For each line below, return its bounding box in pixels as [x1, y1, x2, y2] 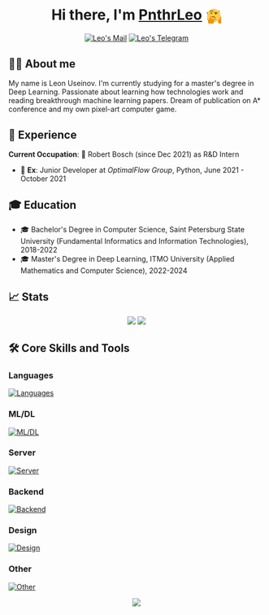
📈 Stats [8, 290, 50, 304]
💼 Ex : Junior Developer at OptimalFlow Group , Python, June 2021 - [20, 165, 245, 175]
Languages [8, 370, 54, 381]
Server [8, 447, 37, 458]
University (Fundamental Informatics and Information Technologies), [20, 236, 249, 245]
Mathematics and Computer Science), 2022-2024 [20, 266, 188, 275]
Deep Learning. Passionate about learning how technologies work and [8, 87, 244, 97]
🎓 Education [8, 198, 77, 212]
